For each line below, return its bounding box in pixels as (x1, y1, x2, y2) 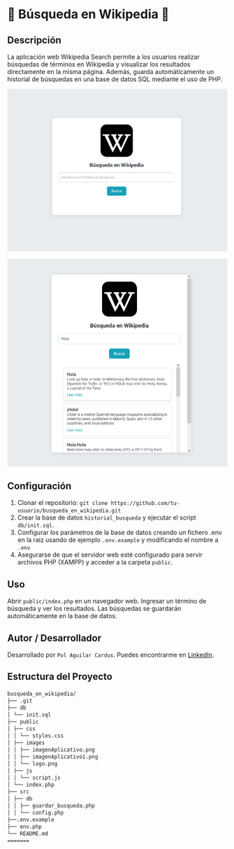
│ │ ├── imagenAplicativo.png (7, 746, 96, 753)
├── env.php (7, 823, 42, 830)
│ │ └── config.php (7, 809, 64, 816)
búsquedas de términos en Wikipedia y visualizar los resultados (7, 60, 191, 69)
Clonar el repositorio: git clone (17, 499, 108, 507)
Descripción (7, 34, 61, 46)
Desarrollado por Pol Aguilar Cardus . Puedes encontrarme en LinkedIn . (7, 650, 214, 659)
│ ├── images (7, 739, 45, 746)
